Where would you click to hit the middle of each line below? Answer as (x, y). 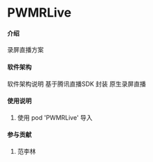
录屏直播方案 (25, 50)
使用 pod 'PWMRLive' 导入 (55, 117)
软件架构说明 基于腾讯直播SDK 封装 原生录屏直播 (77, 84)
